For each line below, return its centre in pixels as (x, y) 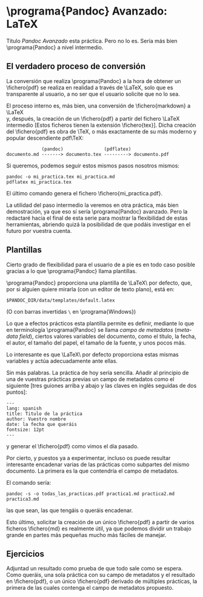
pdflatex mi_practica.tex (39, 182)
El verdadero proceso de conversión (76, 66)
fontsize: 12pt (25, 430)
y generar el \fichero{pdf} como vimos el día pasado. (72, 446)
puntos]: (17, 392)
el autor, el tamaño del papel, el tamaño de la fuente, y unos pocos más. (96, 342)
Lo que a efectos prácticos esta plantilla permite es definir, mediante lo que (100, 323)
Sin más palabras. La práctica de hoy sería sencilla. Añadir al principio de (98, 373)
